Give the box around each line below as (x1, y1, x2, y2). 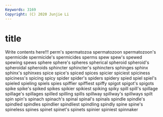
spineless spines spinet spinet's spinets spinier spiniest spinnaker (5, 107, 138, 113)
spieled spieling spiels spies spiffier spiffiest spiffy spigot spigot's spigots (5, 81, 154, 87)
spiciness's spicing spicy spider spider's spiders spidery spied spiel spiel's (5, 75, 157, 81)
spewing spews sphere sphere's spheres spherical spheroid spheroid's (5, 59, 150, 65)
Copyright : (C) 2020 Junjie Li (5, 12, 69, 17)
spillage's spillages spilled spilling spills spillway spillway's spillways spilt (5, 91, 153, 97)
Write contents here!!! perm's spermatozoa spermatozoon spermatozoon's (5, 49, 156, 55)
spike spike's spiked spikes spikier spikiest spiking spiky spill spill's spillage (5, 86, 158, 91)
